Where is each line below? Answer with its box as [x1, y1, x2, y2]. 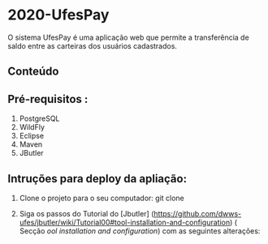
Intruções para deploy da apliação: [7, 172, 188, 186]
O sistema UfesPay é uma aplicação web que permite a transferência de [7, 32, 249, 42]
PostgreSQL [19, 113, 60, 123]
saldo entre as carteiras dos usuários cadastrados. [7, 41, 178, 50]
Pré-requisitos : [7, 92, 89, 106]
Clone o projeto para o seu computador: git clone [19, 193, 184, 203]
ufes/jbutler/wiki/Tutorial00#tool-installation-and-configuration [19, 217, 231, 227]
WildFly [19, 122, 45, 132]
